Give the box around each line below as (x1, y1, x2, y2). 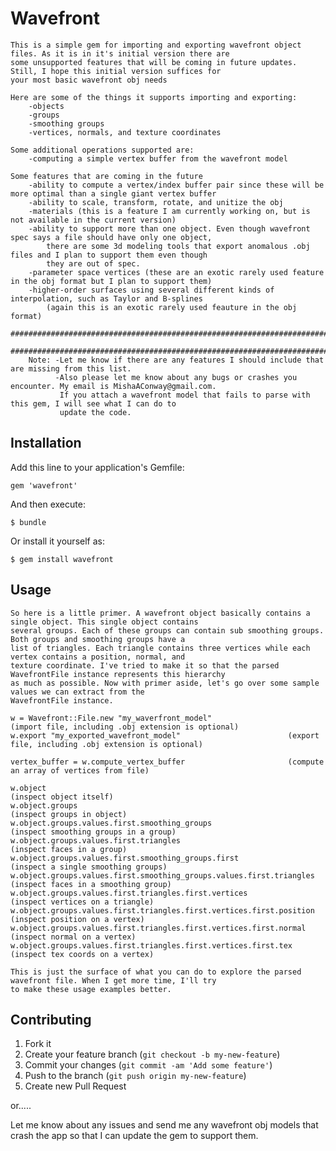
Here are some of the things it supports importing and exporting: (10, 92, 298, 102)
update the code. (59, 407, 132, 417)
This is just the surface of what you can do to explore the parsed (10, 967, 302, 977)
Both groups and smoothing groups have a (10, 634, 186, 644)
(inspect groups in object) (10, 809, 128, 819)
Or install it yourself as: (10, 535, 105, 547)
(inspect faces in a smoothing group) (10, 879, 172, 889)
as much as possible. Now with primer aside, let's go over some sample (10, 678, 320, 688)
